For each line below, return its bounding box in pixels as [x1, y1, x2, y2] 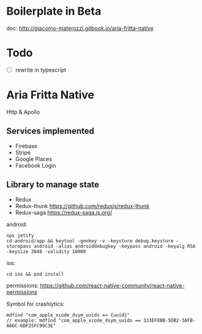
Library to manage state [6, 179, 100, 190]
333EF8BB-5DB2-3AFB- [143, 317, 196, 324]
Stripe [15, 149, 31, 156]
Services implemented [6, 126, 95, 136]
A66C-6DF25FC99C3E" [6, 322, 56, 328]
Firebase [15, 142, 38, 149]
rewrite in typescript [15, 66, 66, 73]
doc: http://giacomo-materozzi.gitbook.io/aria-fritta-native [6, 24, 154, 32]
